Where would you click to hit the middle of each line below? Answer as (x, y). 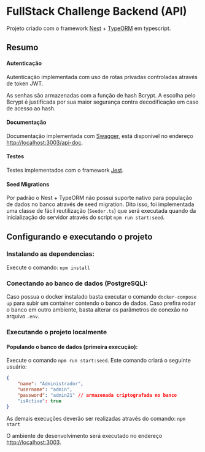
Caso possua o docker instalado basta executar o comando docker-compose (102, 297)
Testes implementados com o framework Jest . (65, 170)
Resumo (22, 48)
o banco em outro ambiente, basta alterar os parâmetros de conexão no (97, 310)
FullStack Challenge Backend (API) (97, 11)
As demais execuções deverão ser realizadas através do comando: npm (96, 418)
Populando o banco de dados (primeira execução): (72, 347)
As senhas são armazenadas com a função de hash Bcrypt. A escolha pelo (101, 95)
